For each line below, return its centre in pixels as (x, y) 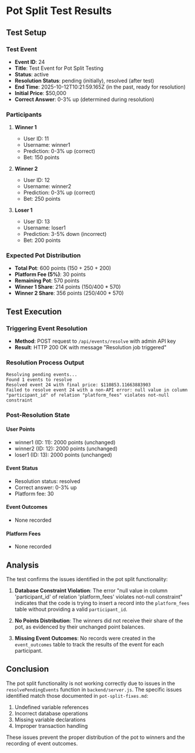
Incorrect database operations (51, 713)
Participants (24, 114)
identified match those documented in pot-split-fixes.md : (77, 695)
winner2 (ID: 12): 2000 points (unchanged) (66, 448)
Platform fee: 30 (34, 494)
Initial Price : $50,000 (40, 93)
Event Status (22, 468)
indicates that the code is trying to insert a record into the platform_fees (102, 603)
